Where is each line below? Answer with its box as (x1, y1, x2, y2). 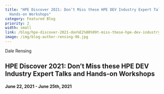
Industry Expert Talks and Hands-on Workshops (5, 70, 155, 78)
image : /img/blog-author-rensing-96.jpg (5, 35, 89, 40)
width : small (5, 25, 32, 30)
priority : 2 (5, 21, 29, 26)
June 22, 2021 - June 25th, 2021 (5, 83, 72, 89)
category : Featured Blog (5, 16, 56, 21)
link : (5, 30, 16, 35)
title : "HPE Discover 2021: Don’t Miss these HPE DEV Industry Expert (5, 7, 152, 12)
